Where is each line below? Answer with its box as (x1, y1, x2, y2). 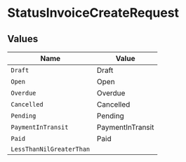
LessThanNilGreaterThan (11, 145, 91, 153)
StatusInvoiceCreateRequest (7, 5, 180, 21)
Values (7, 33, 39, 45)
